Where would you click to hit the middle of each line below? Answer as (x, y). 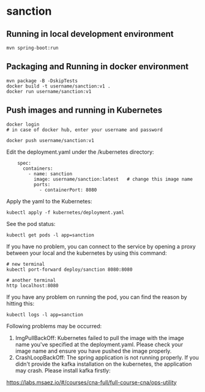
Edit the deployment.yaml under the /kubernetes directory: (80, 152)
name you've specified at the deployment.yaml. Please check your (99, 344)
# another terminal (31, 280)
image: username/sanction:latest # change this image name (113, 179)
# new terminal (26, 264)
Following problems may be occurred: (54, 326)
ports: (42, 184)
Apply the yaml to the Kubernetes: (49, 201)
